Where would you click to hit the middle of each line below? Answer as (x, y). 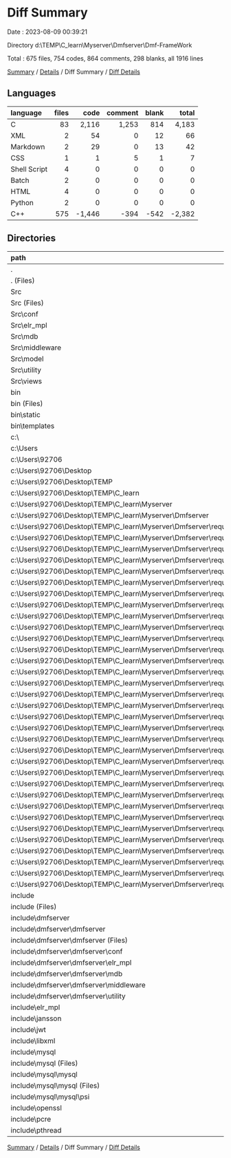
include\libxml (33, 1040)
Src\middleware (36, 347)
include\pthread (36, 1130)
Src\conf (25, 314)
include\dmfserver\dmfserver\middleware (78, 985)
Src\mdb (24, 336)
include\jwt (29, 1029)
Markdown (28, 147)
